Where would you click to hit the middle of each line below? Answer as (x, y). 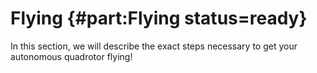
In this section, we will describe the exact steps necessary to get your (154, 46)
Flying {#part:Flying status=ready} (159, 18)
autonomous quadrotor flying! (71, 56)
